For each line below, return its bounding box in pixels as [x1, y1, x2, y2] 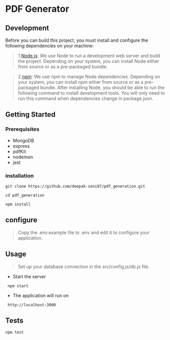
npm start [7, 283, 29, 289]
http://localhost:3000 [7, 302, 56, 308]
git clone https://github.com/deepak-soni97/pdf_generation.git [5, 184, 145, 189]
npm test [5, 330, 24, 335]
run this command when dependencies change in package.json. [17, 96, 154, 101]
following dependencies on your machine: [5, 43, 94, 49]
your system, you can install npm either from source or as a [17, 79, 143, 85]
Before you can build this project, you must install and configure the [5, 37, 148, 43]
